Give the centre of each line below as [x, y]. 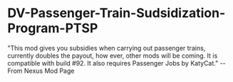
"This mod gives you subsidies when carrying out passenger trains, [107, 48]
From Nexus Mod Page [41, 71]
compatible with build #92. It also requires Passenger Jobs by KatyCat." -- [116, 63]
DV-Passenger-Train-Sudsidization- [116, 13]
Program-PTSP [53, 28]
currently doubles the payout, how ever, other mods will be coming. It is [113, 56]
